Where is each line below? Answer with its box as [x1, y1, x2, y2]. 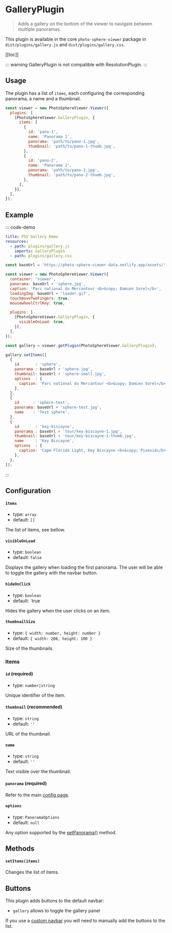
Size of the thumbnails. [5, 645, 54, 651]
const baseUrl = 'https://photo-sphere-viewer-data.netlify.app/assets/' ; [5, 262, 168, 268]
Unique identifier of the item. [5, 692, 66, 698]
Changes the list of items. [5, 869, 59, 875]
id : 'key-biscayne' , [14, 424, 74, 429]
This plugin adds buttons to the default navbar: [5, 898, 104, 904]
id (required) [5, 671, 33, 677]
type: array [12, 511, 37, 517]
